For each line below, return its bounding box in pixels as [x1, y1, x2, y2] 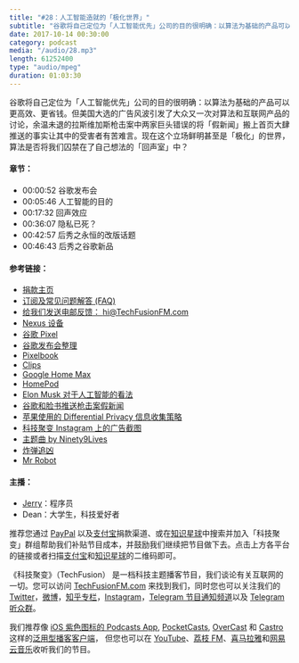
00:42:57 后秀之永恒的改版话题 [21, 229, 136, 240]
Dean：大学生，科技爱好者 [21, 510, 120, 520]
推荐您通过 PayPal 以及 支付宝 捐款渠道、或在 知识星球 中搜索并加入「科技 [9, 528, 273, 539]
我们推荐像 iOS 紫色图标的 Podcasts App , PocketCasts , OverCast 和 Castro [9, 622, 284, 633]
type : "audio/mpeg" [9, 63, 82, 72]
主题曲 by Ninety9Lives [21, 434, 109, 444]
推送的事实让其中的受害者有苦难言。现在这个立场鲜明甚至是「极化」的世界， [9, 130, 290, 141]
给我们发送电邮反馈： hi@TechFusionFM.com [21, 307, 190, 318]
